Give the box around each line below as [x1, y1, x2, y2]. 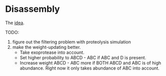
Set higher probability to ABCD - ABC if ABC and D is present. [19, 54, 147, 60]
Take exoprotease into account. [19, 49, 84, 55]
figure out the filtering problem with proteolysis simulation [12, 38, 131, 45]
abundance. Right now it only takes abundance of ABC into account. [19, 65, 160, 71]
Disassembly [5, 3, 60, 15]
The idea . [5, 20, 25, 26]
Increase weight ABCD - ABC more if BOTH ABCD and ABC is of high [19, 60, 162, 66]
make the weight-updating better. [12, 44, 81, 50]
